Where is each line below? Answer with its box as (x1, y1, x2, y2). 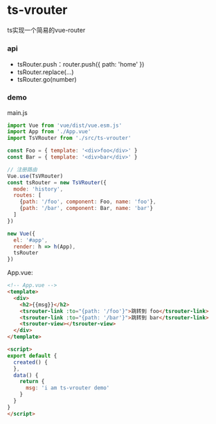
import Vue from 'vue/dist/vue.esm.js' (7, 122, 123, 129)
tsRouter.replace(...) (17, 68, 74, 76)
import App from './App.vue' (7, 128, 91, 135)
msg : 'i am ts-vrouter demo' (25, 385, 110, 391)
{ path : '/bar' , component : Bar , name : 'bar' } (19, 205, 154, 212)
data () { (13, 371, 39, 379)
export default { (7, 352, 57, 359)
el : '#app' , (13, 236, 48, 244)
